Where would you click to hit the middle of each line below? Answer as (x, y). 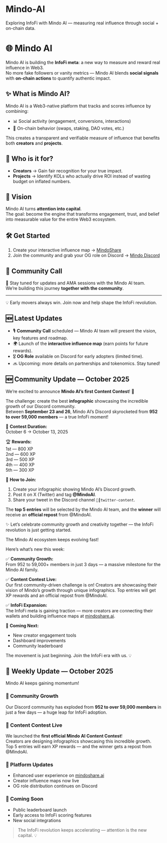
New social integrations (37, 820)
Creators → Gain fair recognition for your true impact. (68, 170)
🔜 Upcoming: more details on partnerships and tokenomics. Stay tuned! (86, 363)
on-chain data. (21, 28)
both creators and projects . (34, 143)
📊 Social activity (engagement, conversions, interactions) (72, 121)
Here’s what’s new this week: (35, 549)
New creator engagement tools (44, 635)
